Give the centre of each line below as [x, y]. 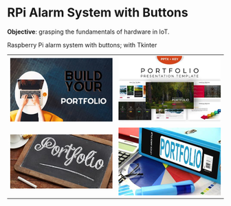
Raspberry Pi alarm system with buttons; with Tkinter [82, 45]
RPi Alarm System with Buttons [98, 13]
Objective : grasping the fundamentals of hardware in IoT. [88, 32]
